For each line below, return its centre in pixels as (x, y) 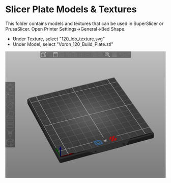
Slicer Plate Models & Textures (71, 9)
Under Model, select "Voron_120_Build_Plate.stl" (63, 44)
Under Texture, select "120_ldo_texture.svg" (59, 39)
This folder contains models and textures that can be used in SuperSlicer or (84, 23)
